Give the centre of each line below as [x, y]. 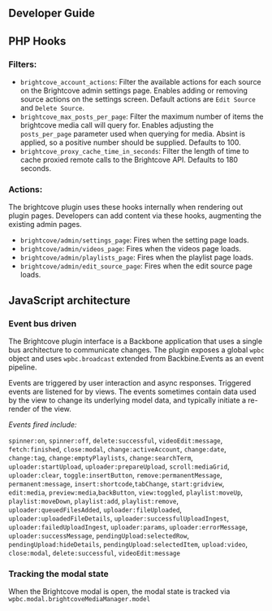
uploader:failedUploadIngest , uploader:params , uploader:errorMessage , [128, 527]
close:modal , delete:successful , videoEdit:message [95, 553]
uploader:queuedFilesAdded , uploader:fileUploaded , [95, 510]
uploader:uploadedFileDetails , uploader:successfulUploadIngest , [119, 518]
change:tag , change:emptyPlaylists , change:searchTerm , [101, 458]
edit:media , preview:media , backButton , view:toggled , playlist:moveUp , [126, 492]
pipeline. [23, 367]
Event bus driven [43, 323]
